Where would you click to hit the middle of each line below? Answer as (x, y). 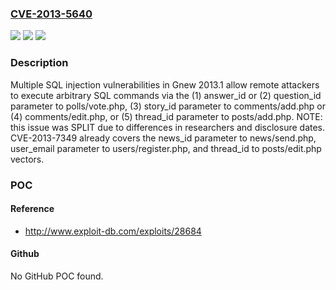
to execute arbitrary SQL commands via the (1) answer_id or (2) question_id (166, 95)
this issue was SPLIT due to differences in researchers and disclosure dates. (168, 127)
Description (39, 63)
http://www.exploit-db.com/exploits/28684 (113, 231)
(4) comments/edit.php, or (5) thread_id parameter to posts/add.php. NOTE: (166, 116)
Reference (32, 209)
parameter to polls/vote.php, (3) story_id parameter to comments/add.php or (168, 106)
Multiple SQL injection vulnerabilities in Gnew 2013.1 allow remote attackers (165, 84)
